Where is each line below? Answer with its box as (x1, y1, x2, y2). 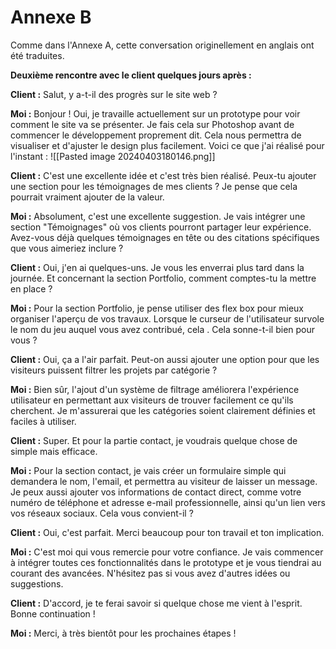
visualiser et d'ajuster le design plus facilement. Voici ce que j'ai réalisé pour (10, 139, 325, 151)
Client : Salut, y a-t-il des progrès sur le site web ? (10, 88, 218, 100)
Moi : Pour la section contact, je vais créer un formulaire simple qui (10, 464, 287, 476)
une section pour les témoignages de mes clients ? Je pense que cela (10, 180, 298, 192)
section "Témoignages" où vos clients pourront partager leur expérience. (10, 221, 312, 233)
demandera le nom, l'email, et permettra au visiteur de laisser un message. (10, 475, 318, 487)
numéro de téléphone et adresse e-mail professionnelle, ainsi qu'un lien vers (10, 496, 326, 508)
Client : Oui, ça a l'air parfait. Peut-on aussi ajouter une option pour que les (10, 353, 320, 365)
